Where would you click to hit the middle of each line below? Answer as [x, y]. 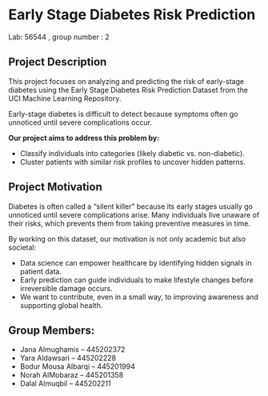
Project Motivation [55, 187]
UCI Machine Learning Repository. [65, 98]
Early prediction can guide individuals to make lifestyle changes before [136, 280]
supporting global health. [61, 305]
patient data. [41, 271]
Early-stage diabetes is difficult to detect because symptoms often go [123, 114]
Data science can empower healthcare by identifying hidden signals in [136, 262]
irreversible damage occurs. [66, 288]
